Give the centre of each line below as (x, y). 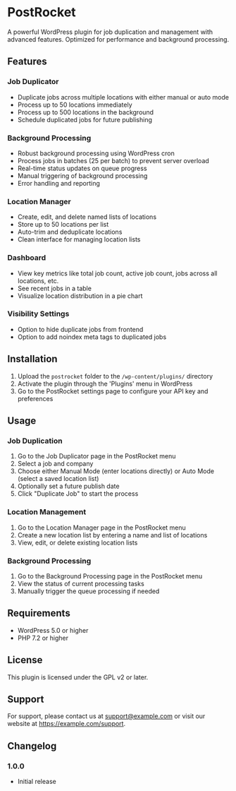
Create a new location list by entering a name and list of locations (112, 535)
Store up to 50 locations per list (63, 225)
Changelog (32, 746)
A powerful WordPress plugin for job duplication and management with (110, 32)
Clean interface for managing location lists (79, 239)
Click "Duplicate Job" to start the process (78, 494)
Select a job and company (55, 464)
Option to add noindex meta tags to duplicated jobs (92, 337)
